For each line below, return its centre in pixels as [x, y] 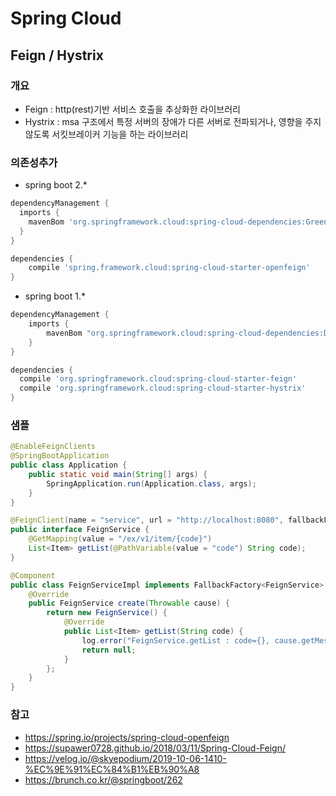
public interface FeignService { [80, 530]
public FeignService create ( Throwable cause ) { [129, 603]
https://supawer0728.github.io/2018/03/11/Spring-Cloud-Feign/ [155, 748]
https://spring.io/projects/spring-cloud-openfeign [127, 737]
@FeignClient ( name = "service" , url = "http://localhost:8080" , [147, 520]
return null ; [109, 650]
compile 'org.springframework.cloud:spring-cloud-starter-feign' [158, 379]
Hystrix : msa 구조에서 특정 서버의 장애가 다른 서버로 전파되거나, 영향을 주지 [173, 121]
